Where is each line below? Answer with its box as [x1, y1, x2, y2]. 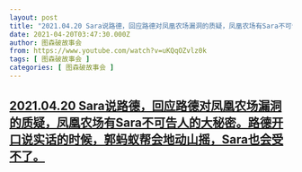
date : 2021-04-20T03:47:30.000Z [9, 30, 130, 39]
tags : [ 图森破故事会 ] [9, 55, 90, 64]
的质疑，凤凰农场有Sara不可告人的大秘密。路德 [9, 116, 272, 131]
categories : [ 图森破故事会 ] [9, 64, 114, 73]
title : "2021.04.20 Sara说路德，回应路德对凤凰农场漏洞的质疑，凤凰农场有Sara [9, 21, 279, 30]
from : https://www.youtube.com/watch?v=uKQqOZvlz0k [9, 47, 207, 56]
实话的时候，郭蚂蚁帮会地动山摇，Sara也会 [32, 132, 272, 148]
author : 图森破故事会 [9, 38, 83, 47]
